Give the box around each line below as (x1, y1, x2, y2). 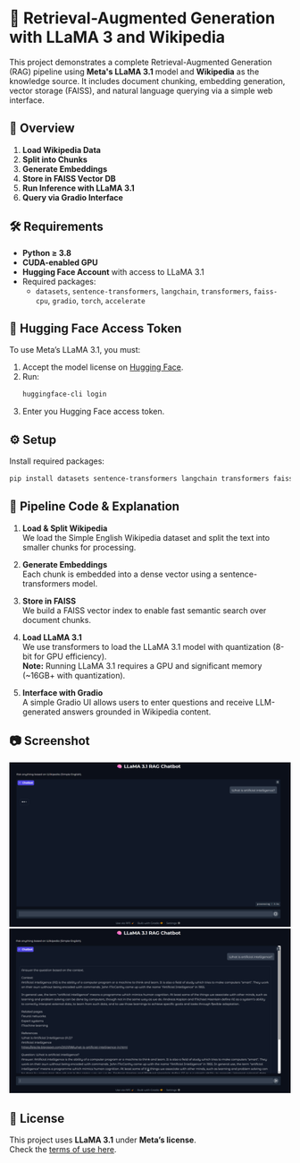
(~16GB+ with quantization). (21, 670, 126, 680)
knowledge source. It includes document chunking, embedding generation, (9, 75, 286, 86)
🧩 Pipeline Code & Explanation (9, 499, 180, 514)
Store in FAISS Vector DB (21, 173, 116, 184)
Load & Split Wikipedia (21, 523, 108, 534)
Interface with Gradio (21, 687, 104, 697)
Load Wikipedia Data (21, 144, 101, 155)
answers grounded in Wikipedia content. (62, 706, 212, 717)
